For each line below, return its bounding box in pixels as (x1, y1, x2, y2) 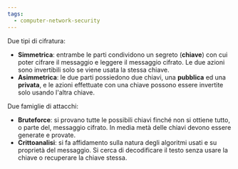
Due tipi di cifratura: (7, 36, 66, 45)
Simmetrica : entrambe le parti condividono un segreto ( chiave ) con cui (17, 50, 228, 59)
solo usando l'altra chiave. (17, 88, 95, 97)
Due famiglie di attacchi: (7, 102, 78, 110)
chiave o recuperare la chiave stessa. (17, 153, 128, 162)
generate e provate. (17, 131, 76, 139)
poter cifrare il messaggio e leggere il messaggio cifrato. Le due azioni (17, 58, 225, 66)
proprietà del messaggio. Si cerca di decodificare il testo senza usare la (17, 146, 228, 154)
